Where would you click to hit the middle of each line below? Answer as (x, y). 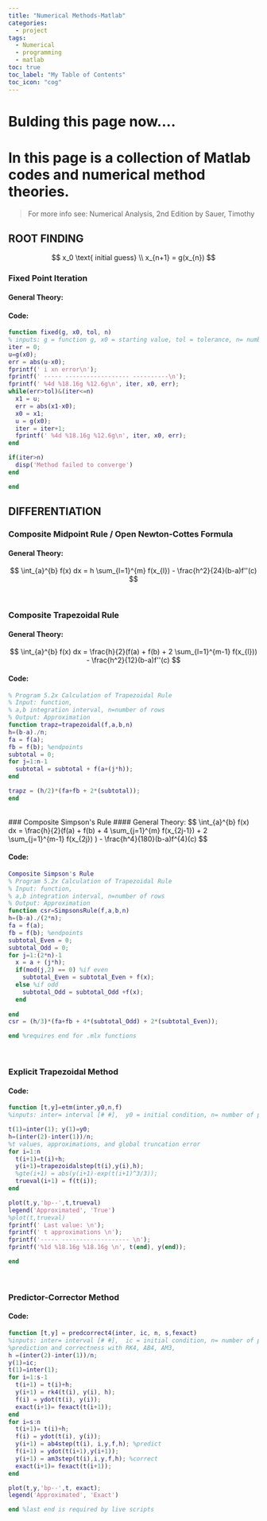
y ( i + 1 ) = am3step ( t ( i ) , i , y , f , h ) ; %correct (87, 1459)
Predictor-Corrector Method (64, 1297)
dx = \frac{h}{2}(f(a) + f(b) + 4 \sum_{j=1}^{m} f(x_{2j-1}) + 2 (108, 830)
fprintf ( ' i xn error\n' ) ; (53, 369)
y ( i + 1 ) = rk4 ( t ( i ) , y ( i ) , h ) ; (66, 1392)
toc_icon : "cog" (35, 82)
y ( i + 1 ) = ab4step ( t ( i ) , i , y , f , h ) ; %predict (89, 1444)
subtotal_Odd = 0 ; (39, 948)
